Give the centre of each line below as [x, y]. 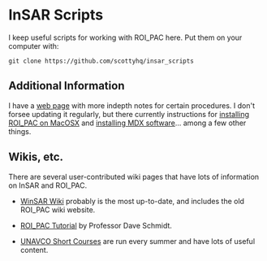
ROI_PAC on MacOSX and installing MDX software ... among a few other [127, 123]
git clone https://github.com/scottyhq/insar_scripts [101, 61]
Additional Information [67, 86]
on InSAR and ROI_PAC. [48, 185]
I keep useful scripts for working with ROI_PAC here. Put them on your [125, 37]
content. [34, 250]
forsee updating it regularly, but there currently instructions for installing [129, 114]
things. [20, 131]
